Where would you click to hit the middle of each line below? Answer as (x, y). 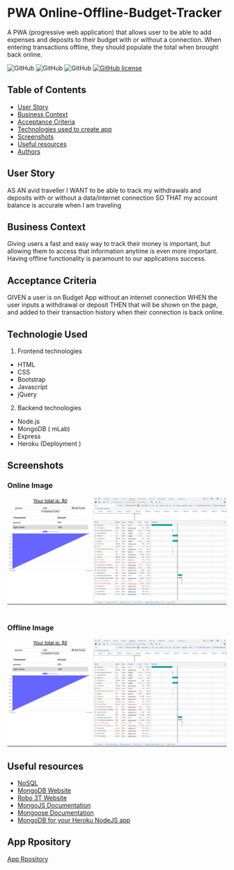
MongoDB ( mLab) (44, 429)
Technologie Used (48, 334)
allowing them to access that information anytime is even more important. (112, 251)
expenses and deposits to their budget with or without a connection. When (114, 39)
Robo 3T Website (42, 797)
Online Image (30, 486)
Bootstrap (31, 379)
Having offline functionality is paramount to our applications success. (107, 259)
